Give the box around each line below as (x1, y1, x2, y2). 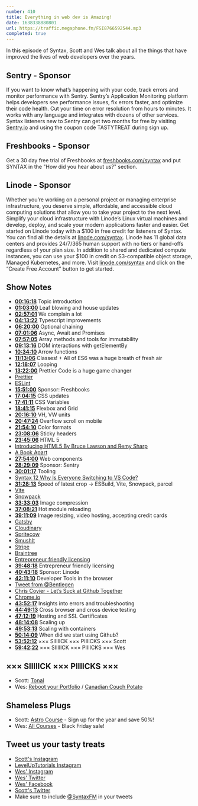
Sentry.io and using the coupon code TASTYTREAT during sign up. (6, 124, 169, 131)
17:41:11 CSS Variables (14, 399, 70, 406)
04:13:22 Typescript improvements (14, 317, 102, 324)
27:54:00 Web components (14, 455, 83, 463)
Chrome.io (14, 593, 40, 601)
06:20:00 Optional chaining (14, 323, 83, 330)
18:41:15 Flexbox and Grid (14, 405, 78, 412)
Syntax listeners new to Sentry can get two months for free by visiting (6, 117, 176, 124)
